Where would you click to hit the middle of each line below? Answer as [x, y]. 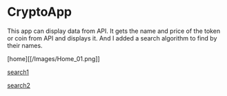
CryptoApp [40, 12]
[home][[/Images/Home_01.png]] [53, 58]
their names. [25, 45]
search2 [19, 85]
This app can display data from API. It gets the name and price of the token [114, 31]
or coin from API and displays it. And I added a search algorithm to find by [112, 38]
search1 [18, 72]
